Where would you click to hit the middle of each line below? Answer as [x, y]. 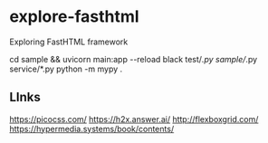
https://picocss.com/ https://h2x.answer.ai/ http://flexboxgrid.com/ [134, 119]
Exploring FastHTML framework [69, 42]
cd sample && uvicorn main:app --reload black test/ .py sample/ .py [134, 59]
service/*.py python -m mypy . [66, 69]
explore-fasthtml [74, 17]
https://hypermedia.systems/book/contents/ [92, 129]
